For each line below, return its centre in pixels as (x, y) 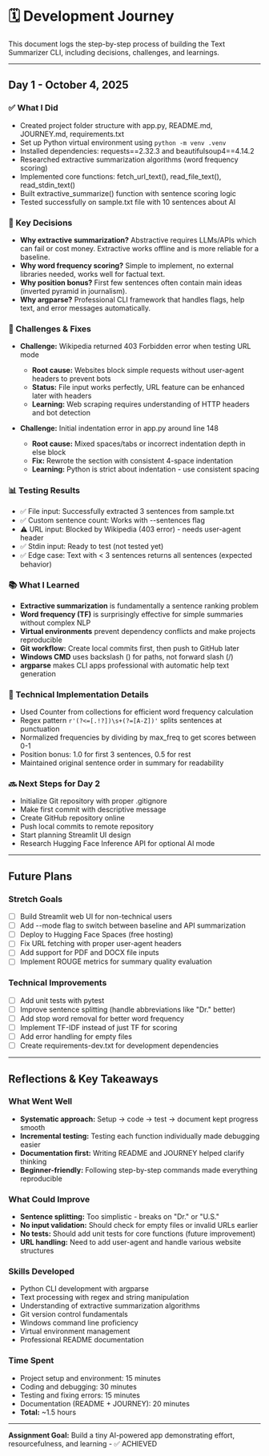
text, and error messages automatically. (85, 308)
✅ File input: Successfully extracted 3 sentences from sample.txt (127, 511)
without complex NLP (55, 623)
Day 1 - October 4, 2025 (69, 85)
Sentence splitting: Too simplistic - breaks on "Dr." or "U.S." (120, 1217)
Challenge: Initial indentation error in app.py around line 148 (119, 428)
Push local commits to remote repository (87, 827)
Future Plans (40, 876)
